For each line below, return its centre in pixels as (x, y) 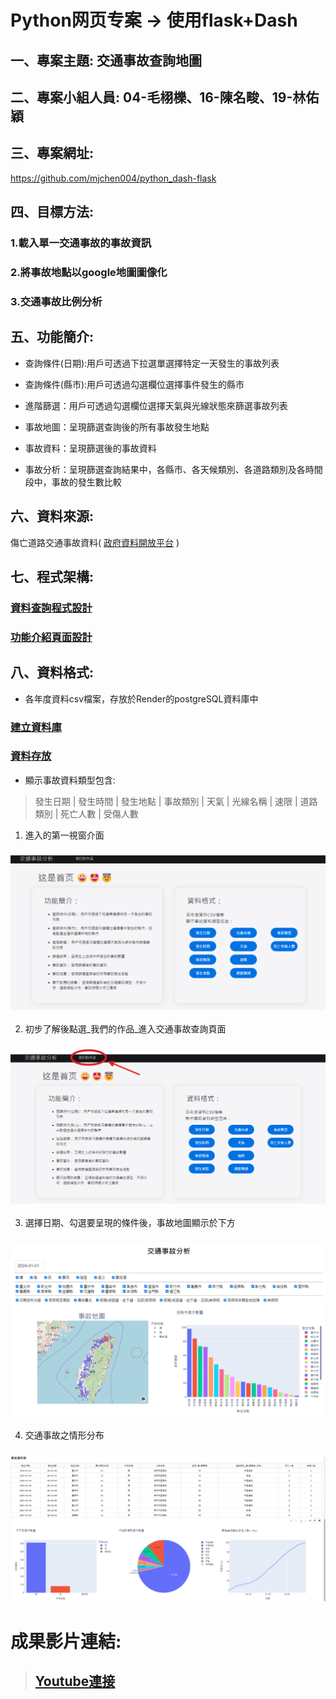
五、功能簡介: (52, 337)
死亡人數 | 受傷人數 (99, 813)
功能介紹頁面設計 (51, 637)
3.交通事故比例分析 (56, 301)
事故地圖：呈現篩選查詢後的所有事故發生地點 (117, 427)
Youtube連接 (75, 1681)
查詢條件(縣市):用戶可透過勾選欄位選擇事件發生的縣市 (134, 384)
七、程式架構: (52, 576)
